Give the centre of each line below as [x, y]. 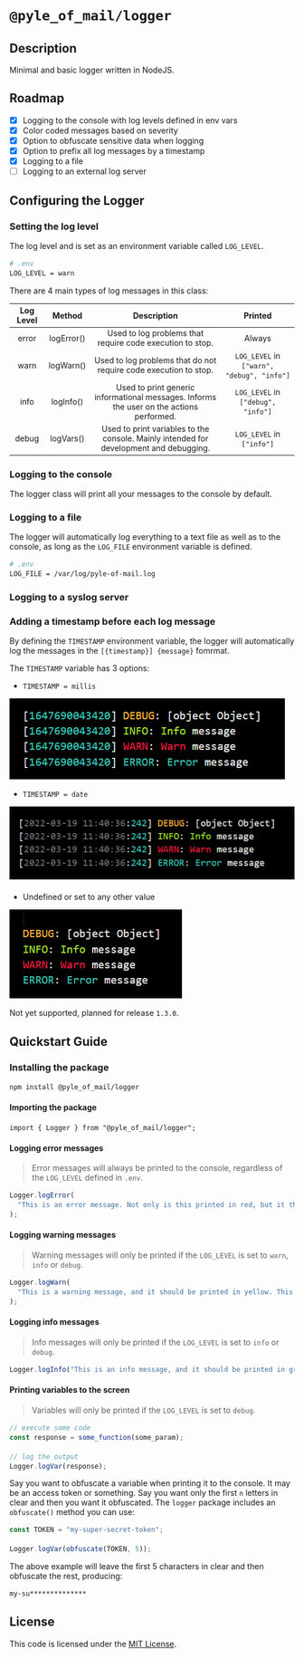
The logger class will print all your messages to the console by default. [141, 494]
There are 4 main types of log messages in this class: [109, 291]
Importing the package [53, 1107]
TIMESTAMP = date [55, 795]
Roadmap [37, 98]
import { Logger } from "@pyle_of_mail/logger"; [103, 1128]
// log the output [44, 1457]
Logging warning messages [63, 1235]
